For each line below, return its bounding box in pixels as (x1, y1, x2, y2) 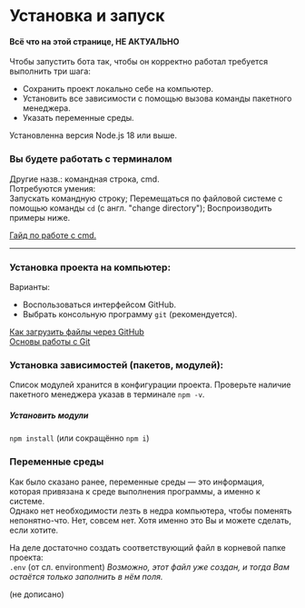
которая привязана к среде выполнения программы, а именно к (9, 485, 261, 496)
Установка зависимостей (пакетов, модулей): (9, 358, 224, 371)
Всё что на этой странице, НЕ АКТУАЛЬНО (9, 35, 180, 46)
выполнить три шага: (9, 65, 91, 77)
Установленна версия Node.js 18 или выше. (9, 130, 177, 141)
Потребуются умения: (9, 183, 96, 194)
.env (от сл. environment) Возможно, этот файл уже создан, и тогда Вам (9, 561, 290, 573)
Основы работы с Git (9, 335, 91, 346)
